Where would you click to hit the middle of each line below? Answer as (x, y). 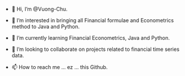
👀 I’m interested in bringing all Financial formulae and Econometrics (92, 20)
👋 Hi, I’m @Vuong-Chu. (39, 9)
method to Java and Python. (46, 27)
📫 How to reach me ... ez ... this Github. (60, 67)
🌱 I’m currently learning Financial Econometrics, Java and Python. (91, 38)
